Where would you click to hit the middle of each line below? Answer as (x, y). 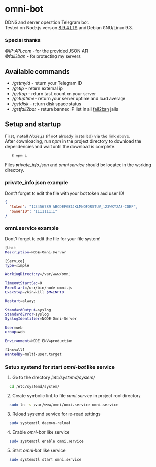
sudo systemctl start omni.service (45, 459)
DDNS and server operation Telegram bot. (47, 22)
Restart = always (20, 301)
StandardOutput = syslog (28, 310)
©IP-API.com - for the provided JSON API (47, 51)
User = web (14, 328)
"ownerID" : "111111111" (33, 211)
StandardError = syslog (27, 314)
